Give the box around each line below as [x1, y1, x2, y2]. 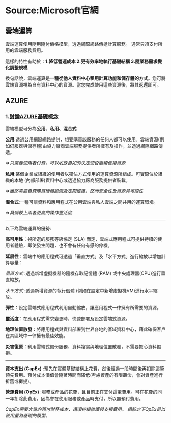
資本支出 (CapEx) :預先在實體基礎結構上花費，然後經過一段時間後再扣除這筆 [5, 365, 164, 372]
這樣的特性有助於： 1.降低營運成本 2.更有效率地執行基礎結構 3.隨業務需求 [5, 58, 158, 64]
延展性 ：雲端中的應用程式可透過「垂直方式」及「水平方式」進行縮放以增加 [5, 253, 161, 259]
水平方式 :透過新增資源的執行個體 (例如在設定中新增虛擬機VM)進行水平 [5, 287, 154, 293]
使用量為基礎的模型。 [5, 412, 50, 418]
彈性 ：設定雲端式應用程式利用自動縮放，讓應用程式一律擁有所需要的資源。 [5, 304, 161, 311]
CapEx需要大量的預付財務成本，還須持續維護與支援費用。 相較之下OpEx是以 [5, 406, 165, 412]
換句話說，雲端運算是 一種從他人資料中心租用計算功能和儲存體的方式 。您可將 [5, 75, 166, 81]
